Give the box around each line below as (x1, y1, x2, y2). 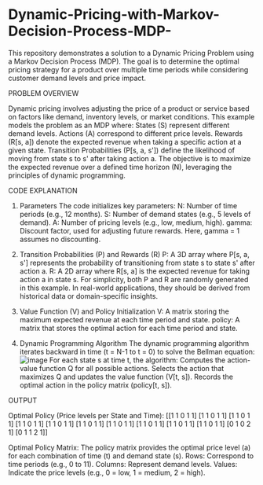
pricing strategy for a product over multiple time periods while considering (8, 64, 249, 74)
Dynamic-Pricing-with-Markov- (8, 6, 220, 24)
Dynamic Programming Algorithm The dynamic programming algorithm (19, 338, 250, 347)
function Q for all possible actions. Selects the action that (38, 363, 225, 373)
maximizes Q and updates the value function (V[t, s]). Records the (19, 372, 234, 381)
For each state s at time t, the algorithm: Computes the (49, 355, 226, 365)
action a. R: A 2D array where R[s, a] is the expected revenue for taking (19, 266, 250, 276)
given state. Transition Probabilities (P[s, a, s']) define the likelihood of (8, 145, 236, 155)
